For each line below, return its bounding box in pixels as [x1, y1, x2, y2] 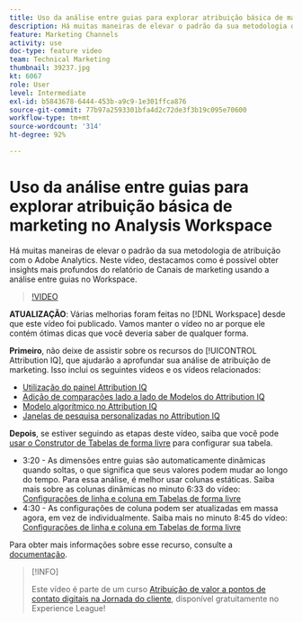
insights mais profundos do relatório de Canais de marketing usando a [9, 264, 270, 275]
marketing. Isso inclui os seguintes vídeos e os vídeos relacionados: [9, 364, 262, 374]
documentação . [9, 548, 67, 559]
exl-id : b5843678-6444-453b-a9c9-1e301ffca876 [9, 96, 187, 106]
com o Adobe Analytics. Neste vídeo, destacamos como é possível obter [9, 254, 279, 266]
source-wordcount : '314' [9, 122, 102, 131]
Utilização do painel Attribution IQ [22, 382, 147, 392]
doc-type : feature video [9, 47, 102, 56]
